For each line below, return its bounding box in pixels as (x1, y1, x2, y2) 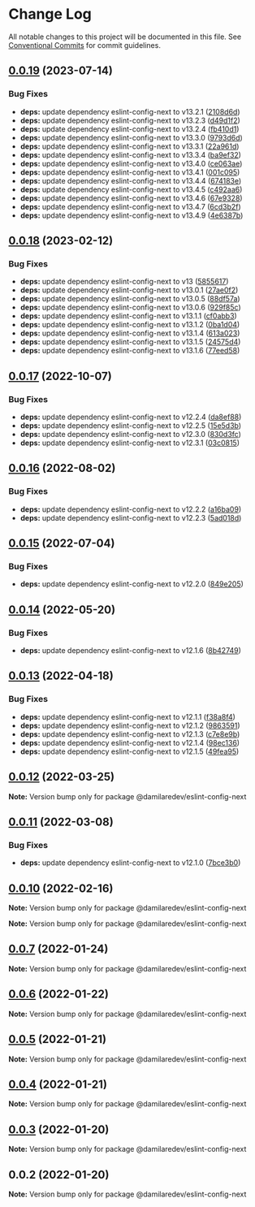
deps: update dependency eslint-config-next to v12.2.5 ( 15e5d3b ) (19, 421, 242, 430)
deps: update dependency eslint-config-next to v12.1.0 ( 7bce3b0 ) (19, 858, 241, 867)
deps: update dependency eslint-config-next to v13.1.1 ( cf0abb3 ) (19, 311, 237, 321)
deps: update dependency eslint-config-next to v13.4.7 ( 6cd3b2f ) (19, 201, 241, 211)
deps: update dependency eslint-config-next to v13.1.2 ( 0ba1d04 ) (19, 320, 240, 330)
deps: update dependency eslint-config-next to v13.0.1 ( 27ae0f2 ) (19, 285, 239, 295)
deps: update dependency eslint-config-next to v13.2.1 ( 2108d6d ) (19, 106, 240, 116)
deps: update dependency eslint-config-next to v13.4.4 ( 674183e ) (19, 175, 242, 185)
